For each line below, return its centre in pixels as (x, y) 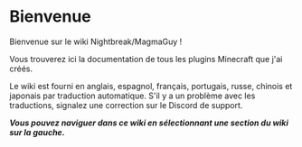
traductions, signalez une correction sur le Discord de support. (126, 105)
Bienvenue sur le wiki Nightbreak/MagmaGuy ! (96, 41)
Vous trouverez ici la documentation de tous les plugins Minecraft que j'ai (146, 59)
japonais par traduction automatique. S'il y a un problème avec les (132, 96)
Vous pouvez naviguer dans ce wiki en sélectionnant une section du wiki (149, 123)
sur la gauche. (37, 132)
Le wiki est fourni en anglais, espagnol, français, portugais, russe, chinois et (151, 86)
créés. (21, 69)
